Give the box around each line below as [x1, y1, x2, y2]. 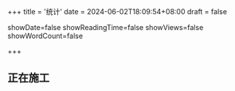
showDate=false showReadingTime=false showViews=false [7, 23, 204, 32]
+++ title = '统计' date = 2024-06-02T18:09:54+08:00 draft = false [7, 7, 228, 16]
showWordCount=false [7, 31, 84, 40]
